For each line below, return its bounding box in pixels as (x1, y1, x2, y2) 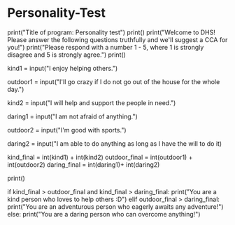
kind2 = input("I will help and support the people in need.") (7, 98, 176, 107)
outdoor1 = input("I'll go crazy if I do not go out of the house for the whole (7, 77, 220, 86)
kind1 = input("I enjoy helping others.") (7, 64, 118, 72)
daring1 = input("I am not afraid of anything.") (7, 112, 138, 121)
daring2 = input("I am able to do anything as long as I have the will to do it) (7, 139, 222, 148)
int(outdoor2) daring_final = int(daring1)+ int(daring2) (7, 160, 160, 169)
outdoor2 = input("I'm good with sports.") (7, 125, 127, 134)
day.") (7, 85, 24, 93)
